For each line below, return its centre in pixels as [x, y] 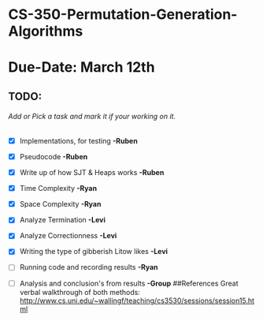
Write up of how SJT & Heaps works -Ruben [92, 173]
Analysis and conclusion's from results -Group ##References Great [129, 283]
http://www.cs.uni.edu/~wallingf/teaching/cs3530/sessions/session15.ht [137, 300]
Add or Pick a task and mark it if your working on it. [92, 117]
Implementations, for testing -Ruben [78, 140]
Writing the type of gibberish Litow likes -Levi [93, 252]
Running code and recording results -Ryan [89, 267]
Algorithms [46, 31]
